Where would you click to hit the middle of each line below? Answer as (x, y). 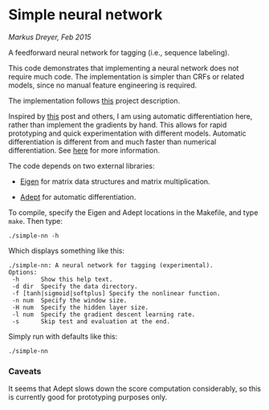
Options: (23, 272)
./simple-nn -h (34, 235)
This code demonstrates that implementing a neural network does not (124, 68)
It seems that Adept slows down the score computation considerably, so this (134, 389)
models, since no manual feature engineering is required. (103, 85)
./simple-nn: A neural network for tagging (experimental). (111, 265)
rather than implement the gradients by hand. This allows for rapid (118, 124)
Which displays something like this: (67, 250)
